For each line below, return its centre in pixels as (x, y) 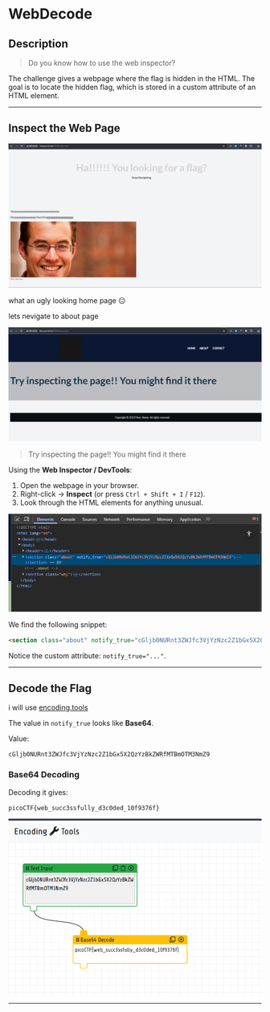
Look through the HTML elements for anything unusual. (111, 502)
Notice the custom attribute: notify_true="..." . (87, 655)
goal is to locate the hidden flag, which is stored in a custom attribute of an (132, 87)
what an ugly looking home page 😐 (67, 301)
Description (38, 44)
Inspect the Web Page (64, 128)
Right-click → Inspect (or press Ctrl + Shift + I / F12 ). (112, 494)
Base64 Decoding (44, 775)
